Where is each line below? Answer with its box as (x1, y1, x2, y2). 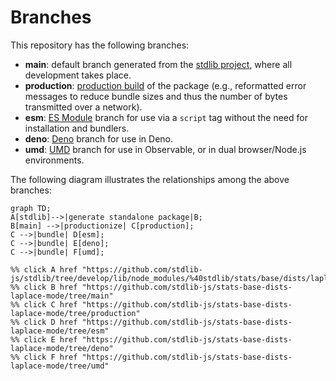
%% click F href (10, 352, 78, 362)
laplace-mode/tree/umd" (10, 361, 110, 371)
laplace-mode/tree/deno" (10, 343, 114, 353)
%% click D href (10, 317, 78, 327)
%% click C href (10, 299, 78, 310)
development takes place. (24, 69, 132, 81)
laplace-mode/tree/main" (10, 291, 114, 301)
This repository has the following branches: (10, 39, 190, 51)
